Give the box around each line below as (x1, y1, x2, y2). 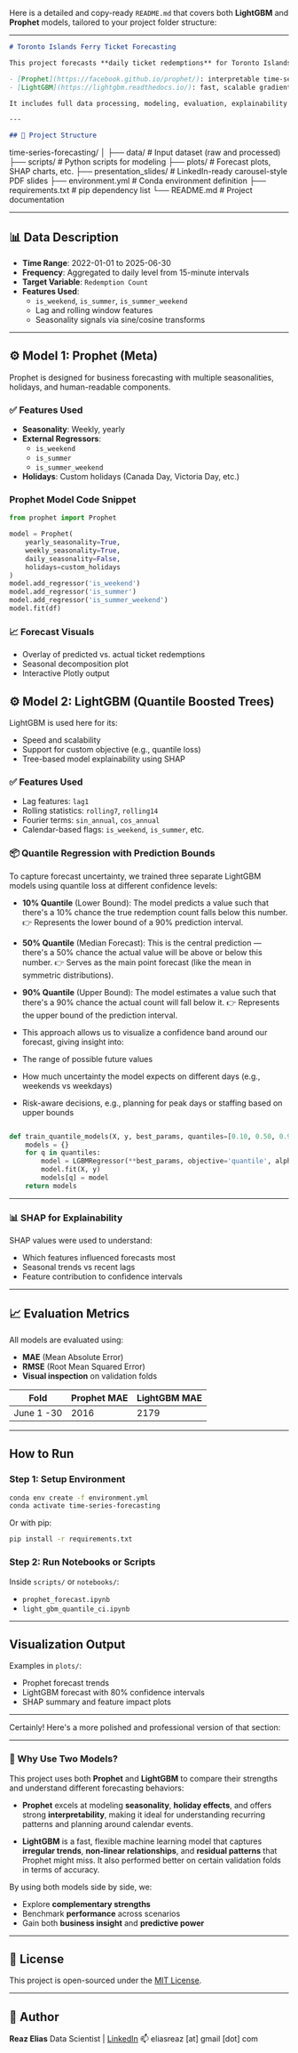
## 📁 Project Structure (9, 131, 98, 141)
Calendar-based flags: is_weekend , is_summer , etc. (21, 825, 204, 835)
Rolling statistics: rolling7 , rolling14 (21, 805, 159, 817)
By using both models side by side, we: (9, 1881, 153, 1892)
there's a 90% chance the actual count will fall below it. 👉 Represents (21, 996, 280, 1008)
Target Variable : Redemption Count (21, 276, 149, 287)
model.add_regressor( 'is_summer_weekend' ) (9, 596, 169, 605)
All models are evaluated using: (9, 1334, 124, 1345)
